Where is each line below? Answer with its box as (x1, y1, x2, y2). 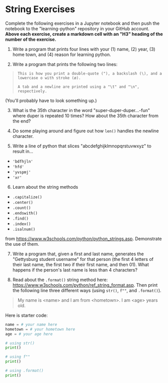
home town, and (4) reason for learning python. (12, 51, 111, 58)
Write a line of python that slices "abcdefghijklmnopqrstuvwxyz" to (12, 143, 152, 149)
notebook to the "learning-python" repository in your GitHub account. (5, 25, 150, 31)
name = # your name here (5, 322, 57, 327)
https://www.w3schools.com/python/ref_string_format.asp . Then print (12, 282, 158, 288)
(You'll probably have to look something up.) (5, 97, 97, 103)
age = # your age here (5, 332, 53, 337)
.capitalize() (12, 194, 42, 200)
